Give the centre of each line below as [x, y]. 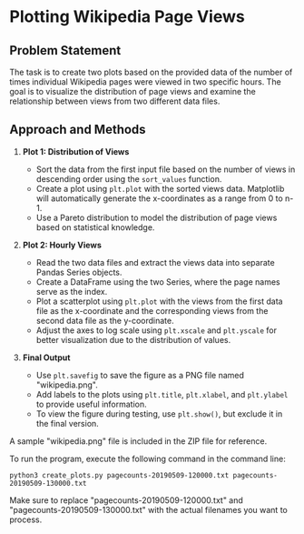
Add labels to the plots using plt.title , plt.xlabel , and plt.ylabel [162, 394]
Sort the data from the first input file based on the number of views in [166, 169]
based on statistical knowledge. [95, 227]
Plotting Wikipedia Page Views [127, 17]
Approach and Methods [78, 130]
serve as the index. [72, 291]
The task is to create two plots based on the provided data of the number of [151, 72]
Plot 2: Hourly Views [62, 245]
